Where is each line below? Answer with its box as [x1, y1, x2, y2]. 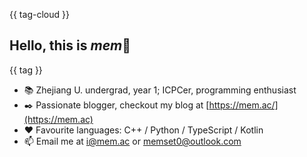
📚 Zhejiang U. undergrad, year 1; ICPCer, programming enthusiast [23, 84, 297, 96]
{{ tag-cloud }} [9, 9, 70, 20]
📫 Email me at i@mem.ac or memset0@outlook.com [23, 135, 242, 147]
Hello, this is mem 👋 [9, 37, 131, 54]
